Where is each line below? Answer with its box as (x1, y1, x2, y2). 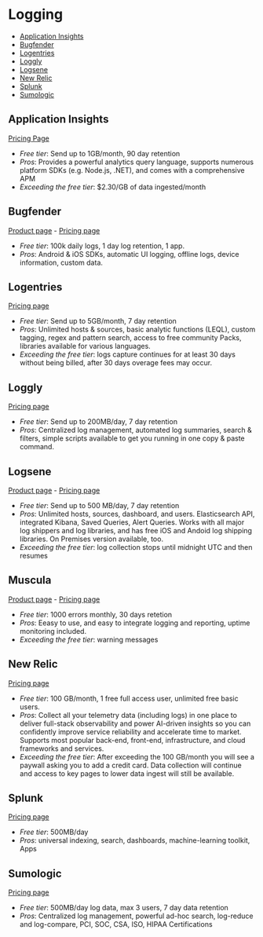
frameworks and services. (19, 744, 104, 753)
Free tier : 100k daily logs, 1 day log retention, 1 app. (19, 241, 185, 251)
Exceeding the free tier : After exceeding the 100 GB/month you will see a (19, 752, 255, 761)
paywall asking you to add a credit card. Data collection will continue (19, 760, 242, 770)
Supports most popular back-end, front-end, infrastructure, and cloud (19, 735, 246, 745)
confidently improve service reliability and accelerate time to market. (19, 727, 242, 736)
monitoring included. (19, 626, 87, 635)
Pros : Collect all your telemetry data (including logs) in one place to (19, 710, 238, 719)
